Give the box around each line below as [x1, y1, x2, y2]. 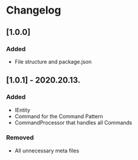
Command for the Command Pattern [14, 113, 103, 120]
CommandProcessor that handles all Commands [14, 119, 133, 126]
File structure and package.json [14, 58, 92, 65]
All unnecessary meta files [14, 147, 80, 154]
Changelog [6, 4, 61, 17]
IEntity [14, 106, 31, 113]
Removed [6, 133, 34, 142]
